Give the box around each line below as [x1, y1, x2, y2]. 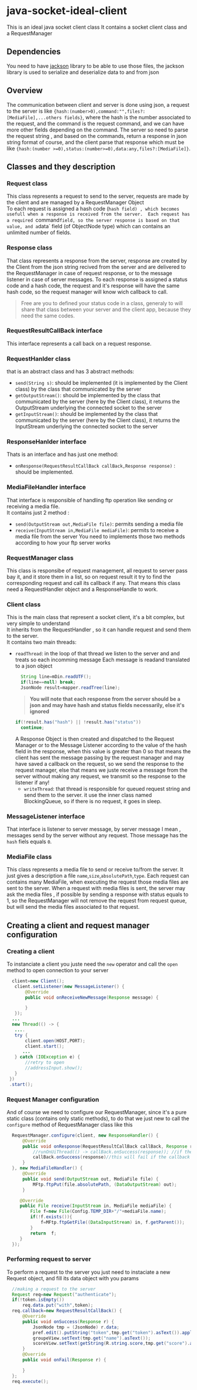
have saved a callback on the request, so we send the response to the [15, 760, 184, 767]
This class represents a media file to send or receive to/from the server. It [6, 866, 184, 873]
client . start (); [25, 1043, 65, 1049]
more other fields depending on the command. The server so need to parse [6, 126, 189, 133]
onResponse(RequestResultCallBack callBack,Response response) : [15, 462, 176, 469]
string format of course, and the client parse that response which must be [6, 138, 185, 146]
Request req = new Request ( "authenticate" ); [12, 1291, 117, 1297]
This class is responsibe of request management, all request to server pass [6, 567, 188, 574]
